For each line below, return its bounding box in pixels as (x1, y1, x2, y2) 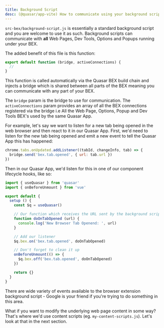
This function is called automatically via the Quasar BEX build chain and (5, 78, 149, 84)
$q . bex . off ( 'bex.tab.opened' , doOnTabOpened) (18, 257, 112, 262)
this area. (5, 298, 24, 304)
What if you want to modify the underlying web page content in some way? (5, 308, 156, 314)
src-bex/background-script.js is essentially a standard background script (5, 25, 154, 31)
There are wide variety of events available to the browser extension (5, 288, 141, 294)
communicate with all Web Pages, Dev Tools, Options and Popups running (5, 35, 155, 42)
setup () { (9, 198, 32, 203)
